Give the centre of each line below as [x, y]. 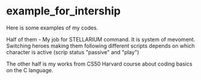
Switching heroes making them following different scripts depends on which [100, 46]
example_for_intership [63, 11]
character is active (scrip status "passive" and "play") [73, 52]
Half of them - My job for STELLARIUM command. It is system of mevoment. [101, 39]
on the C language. [30, 70]
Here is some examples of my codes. [52, 28]
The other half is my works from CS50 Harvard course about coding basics [99, 64]
